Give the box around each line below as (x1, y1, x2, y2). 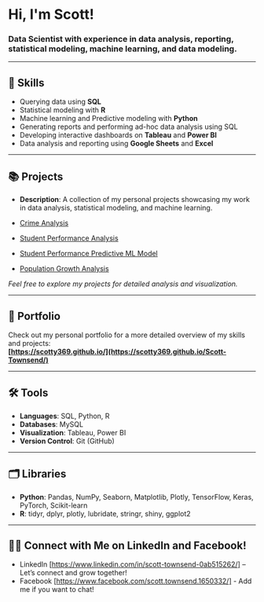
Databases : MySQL (19, 419, 84, 429)
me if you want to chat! (19, 585, 94, 594)
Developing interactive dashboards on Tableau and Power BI (19, 130, 218, 140)
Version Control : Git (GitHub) (19, 436, 115, 446)
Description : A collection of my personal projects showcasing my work (19, 195, 250, 204)
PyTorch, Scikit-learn (19, 501, 88, 510)
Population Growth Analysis (19, 264, 109, 273)
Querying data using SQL (19, 97, 102, 107)
